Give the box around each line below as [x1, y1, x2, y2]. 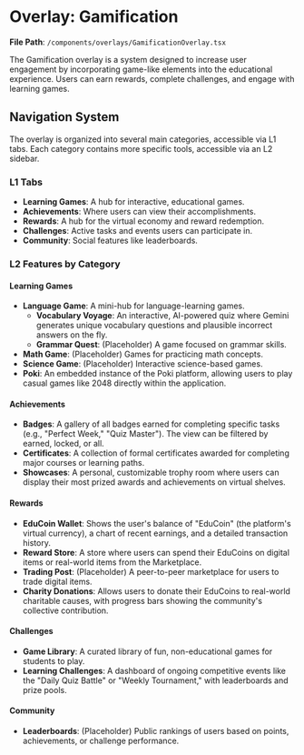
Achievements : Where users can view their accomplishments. [22, 206, 257, 217]
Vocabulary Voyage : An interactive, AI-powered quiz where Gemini [35, 310, 289, 321]
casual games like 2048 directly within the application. [22, 377, 227, 388]
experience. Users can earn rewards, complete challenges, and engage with [9, 73, 295, 84]
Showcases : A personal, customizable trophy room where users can [22, 467, 279, 478]
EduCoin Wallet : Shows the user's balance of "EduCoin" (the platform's [22, 518, 292, 528]
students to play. [22, 655, 85, 666]
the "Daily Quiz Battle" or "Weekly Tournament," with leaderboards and [22, 675, 289, 686]
